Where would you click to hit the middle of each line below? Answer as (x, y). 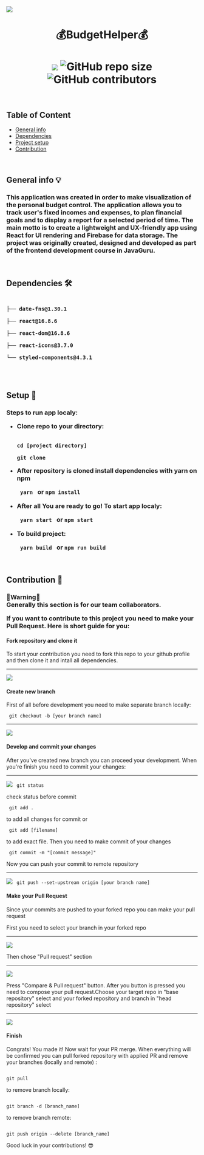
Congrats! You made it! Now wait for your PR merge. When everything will (99, 1049)
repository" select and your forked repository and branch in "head (89, 998)
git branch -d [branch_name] (43, 1106)
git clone (31, 458)
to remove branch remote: (39, 1117)
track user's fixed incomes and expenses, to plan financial (94, 212)
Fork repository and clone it (42, 640)
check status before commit (42, 797)
